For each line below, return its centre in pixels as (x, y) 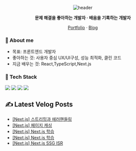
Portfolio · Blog (83, 28)
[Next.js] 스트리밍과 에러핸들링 (42, 119)
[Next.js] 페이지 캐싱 (32, 125)
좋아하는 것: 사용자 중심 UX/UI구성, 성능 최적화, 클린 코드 (67, 58)
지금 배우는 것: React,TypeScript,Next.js (52, 64)
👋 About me (19, 40)
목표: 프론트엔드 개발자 (34, 52)
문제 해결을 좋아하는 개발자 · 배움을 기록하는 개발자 (83, 18)
